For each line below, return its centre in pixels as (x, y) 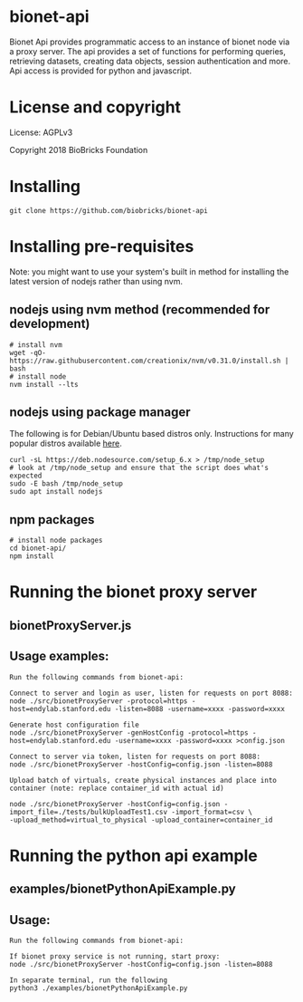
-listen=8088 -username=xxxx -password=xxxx (199, 708)
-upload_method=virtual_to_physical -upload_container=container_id (141, 820)
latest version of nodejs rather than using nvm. (96, 281)
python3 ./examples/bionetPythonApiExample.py (99, 988)
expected (26, 476)
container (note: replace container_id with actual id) (117, 788)
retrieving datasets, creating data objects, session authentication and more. (150, 61)
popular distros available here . (66, 443)
